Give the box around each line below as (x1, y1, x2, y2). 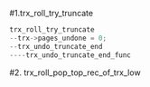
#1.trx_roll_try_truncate (9, 8, 93, 18)
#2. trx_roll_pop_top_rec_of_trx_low (9, 67, 142, 78)
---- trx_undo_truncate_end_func (9, 50, 131, 60)
